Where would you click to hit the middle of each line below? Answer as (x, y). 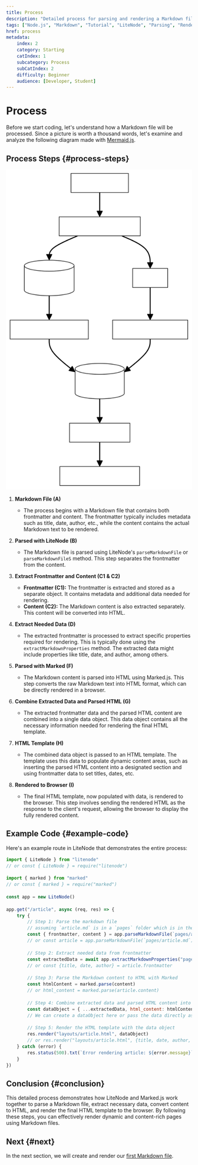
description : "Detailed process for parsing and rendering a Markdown (95, 19)
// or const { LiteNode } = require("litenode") (67, 866)
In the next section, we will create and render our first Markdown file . (90, 1156)
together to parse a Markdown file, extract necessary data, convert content (98, 1104)
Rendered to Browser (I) (44, 785)
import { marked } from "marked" (47, 878)
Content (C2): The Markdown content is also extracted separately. (104, 606)
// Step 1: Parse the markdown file (72, 922)
